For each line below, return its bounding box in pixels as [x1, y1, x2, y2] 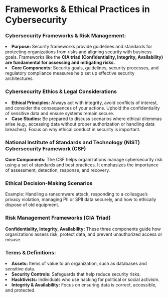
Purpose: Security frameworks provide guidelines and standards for [12, 44, 152, 50]
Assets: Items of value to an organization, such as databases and [12, 260, 147, 266]
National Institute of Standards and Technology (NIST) [5, 139, 140, 146]
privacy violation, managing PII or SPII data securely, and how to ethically [5, 196, 156, 203]
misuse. [5, 236, 22, 242]
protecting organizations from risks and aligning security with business [5, 49, 152, 55]
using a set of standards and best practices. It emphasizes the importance [5, 162, 159, 168]
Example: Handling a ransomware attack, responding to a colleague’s [5, 191, 148, 197]
